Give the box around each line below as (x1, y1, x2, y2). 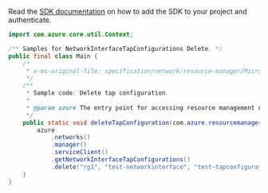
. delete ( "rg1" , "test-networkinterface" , (50, 163, 191, 171)
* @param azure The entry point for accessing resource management (26, 103, 255, 112)
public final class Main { (8, 52, 98, 60)
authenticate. (8, 15, 52, 25)
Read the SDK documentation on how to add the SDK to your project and (8, 7, 247, 16)
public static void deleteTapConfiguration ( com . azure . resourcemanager (22, 118, 262, 126)
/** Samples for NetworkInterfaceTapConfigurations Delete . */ (8, 44, 223, 52)
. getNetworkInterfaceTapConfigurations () (50, 156, 191, 164)
